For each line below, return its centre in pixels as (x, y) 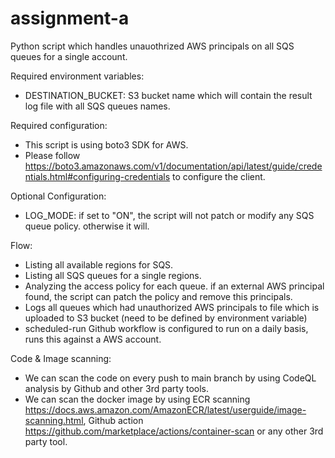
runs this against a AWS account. (93, 339)
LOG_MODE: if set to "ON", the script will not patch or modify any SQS (169, 215)
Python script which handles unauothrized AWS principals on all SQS (152, 46)
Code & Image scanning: (61, 358)
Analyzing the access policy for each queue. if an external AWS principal (174, 286)
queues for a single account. (69, 56)
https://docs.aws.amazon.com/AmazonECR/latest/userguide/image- (165, 409)
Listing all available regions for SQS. (99, 264)
